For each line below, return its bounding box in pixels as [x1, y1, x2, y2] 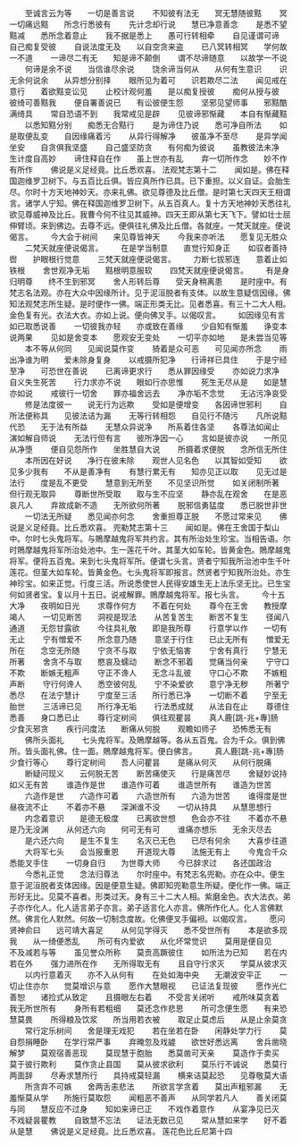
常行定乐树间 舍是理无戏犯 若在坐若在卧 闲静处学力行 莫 [24, 1025, 287, 1036]
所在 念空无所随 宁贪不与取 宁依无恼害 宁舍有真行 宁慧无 [9, 645, 287, 656]
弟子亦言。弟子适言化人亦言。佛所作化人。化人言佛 [87, 903, 275, 912]
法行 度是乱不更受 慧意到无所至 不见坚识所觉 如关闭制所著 [9, 478, 279, 488]
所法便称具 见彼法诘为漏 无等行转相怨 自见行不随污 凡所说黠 [9, 411, 287, 420]
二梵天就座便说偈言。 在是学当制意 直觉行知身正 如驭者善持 [24, 242, 287, 253]
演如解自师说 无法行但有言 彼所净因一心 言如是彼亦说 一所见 [9, 433, 287, 443]
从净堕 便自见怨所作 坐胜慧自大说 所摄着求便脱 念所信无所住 [9, 444, 287, 454]
